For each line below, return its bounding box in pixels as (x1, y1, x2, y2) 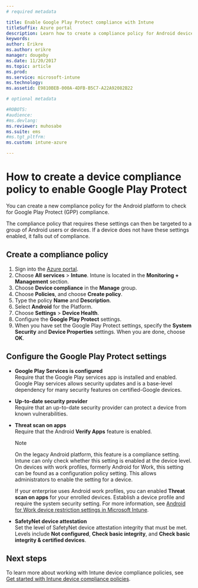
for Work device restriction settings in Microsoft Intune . (14, 506, 149, 513)
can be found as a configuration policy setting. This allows (14, 469, 157, 476)
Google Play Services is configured (14, 367, 103, 374)
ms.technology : (6, 80, 44, 86)
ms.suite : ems (6, 128, 41, 135)
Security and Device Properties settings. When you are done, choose (14, 328, 186, 335)
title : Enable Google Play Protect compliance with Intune (6, 19, 154, 25)
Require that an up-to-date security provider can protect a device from (14, 404, 187, 411)
